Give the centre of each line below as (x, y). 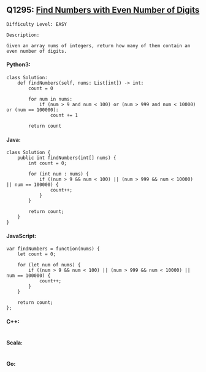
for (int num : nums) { (59, 174)
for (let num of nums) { (49, 265)
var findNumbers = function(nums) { (53, 249)
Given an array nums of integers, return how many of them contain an (98, 45)
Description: (23, 35)
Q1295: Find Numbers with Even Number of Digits (103, 10)
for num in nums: (50, 99)
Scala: (15, 343)
